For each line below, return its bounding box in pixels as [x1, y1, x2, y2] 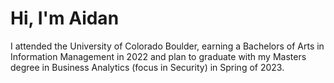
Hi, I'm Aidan [10, 7, 120, 30]
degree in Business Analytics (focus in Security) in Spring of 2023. [10, 61, 285, 73]
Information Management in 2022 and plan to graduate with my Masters [10, 50, 307, 62]
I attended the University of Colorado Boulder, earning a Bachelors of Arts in [10, 40, 325, 52]
